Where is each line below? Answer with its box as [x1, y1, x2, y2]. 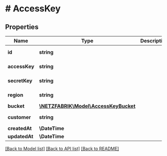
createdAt [7, 125, 32, 132]
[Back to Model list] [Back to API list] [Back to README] [5, 146, 119, 152]
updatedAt [7, 133, 34, 140]
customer [7, 114, 31, 120]
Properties [5, 23, 39, 31]
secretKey [7, 77, 33, 84]
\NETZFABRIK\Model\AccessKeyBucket [39, 103, 136, 109]
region [7, 92, 23, 98]
